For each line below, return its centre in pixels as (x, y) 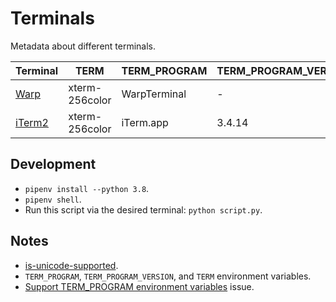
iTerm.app (145, 122)
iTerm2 (32, 122)
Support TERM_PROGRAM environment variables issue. (139, 286)
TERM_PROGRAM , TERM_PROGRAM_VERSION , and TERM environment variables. (168, 276)
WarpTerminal (154, 94)
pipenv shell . (53, 199)
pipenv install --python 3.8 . (87, 188)
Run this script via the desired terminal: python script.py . (143, 209)
